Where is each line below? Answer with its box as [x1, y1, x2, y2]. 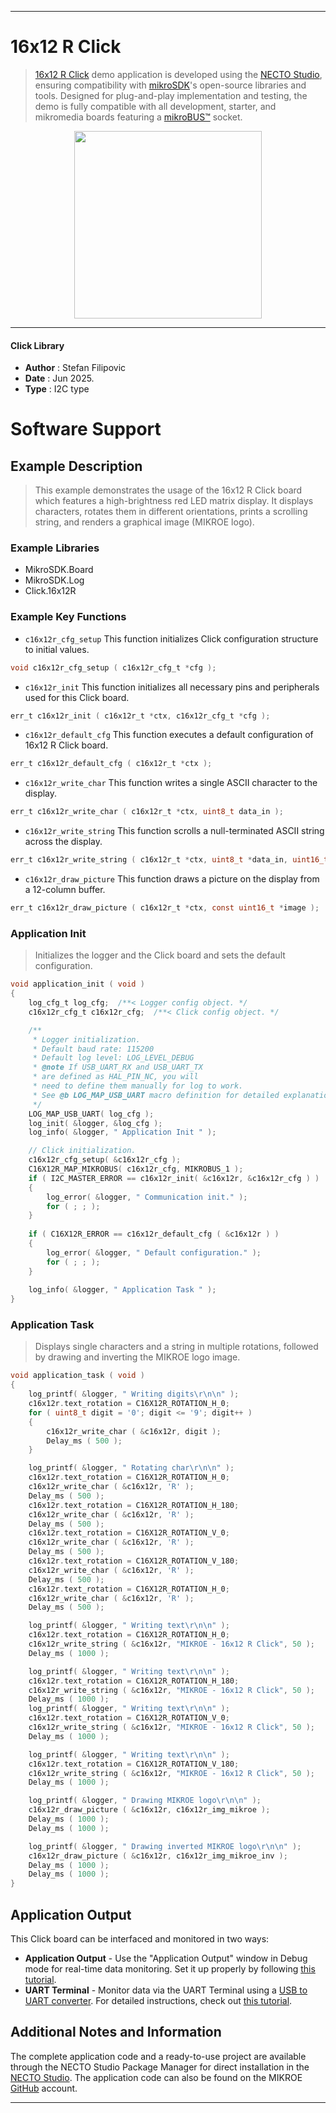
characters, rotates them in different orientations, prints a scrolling [34, 506, 308, 518]
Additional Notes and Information [10, 2024, 222, 2041]
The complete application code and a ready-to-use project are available [10, 2050, 307, 2062]
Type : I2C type [24, 383, 90, 395]
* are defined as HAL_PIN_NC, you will [32, 1072, 199, 1082]
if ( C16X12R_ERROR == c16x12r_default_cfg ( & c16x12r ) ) [28, 1229, 280, 1240]
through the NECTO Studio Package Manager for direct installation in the [10, 2061, 310, 2073]
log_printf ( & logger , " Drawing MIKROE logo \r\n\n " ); [28, 1796, 262, 1806]
